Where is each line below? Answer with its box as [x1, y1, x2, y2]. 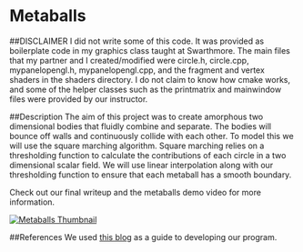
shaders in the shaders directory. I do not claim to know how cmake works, [9, 74, 291, 85]
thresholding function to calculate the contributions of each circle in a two [9, 149, 287, 160]
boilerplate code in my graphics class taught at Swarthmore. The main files [9, 45, 291, 55]
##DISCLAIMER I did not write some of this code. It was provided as [9, 35, 265, 46]
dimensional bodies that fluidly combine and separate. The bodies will [9, 120, 271, 132]
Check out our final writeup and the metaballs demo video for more [9, 186, 262, 197]
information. [9, 197, 56, 207]
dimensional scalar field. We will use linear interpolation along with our [9, 159, 274, 170]
